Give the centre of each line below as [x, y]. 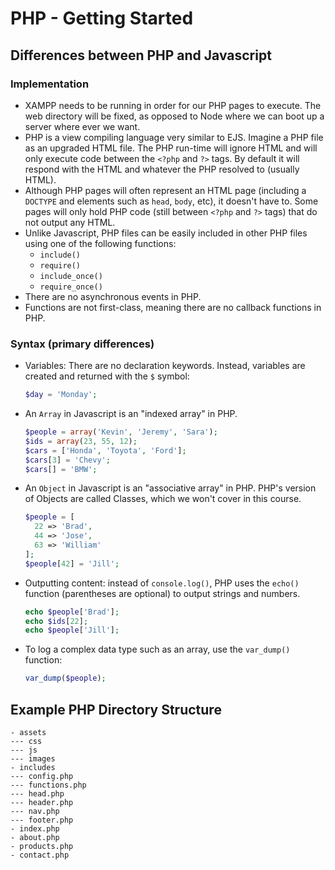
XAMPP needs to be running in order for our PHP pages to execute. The [173, 105]
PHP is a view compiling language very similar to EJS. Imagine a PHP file [174, 137]
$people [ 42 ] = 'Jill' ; [72, 563]
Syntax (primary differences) [82, 344]
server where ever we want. [82, 126]
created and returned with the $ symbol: [107, 376]
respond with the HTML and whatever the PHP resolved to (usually [162, 169]
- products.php [42, 846]
